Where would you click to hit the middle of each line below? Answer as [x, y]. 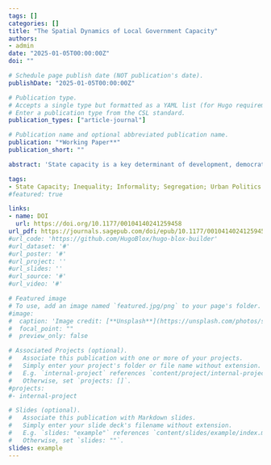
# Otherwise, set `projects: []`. [70, 381]
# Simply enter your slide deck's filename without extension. [120, 425]
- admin [21, 46]
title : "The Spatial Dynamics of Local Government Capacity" [113, 31]
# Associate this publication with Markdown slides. [102, 418]
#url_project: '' [38, 261]
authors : [23, 38]
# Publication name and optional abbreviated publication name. [119, 135]
